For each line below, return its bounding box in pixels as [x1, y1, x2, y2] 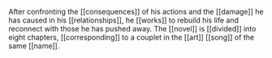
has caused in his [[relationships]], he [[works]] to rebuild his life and [8, 15, 240, 25]
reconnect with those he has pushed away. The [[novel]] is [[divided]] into [8, 24, 257, 33]
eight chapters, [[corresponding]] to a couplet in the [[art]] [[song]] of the [8, 32, 254, 42]
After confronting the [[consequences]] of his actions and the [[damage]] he [8, 7, 264, 16]
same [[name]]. [8, 41, 60, 51]
